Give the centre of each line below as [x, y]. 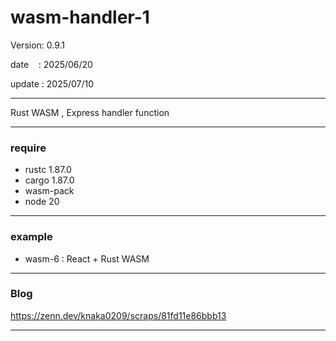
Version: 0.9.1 [38, 45]
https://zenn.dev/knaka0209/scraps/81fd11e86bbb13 [118, 315]
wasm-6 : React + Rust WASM [87, 258]
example [31, 237]
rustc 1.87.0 [48, 170]
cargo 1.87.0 [49, 180]
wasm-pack [49, 191]
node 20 [42, 202]
